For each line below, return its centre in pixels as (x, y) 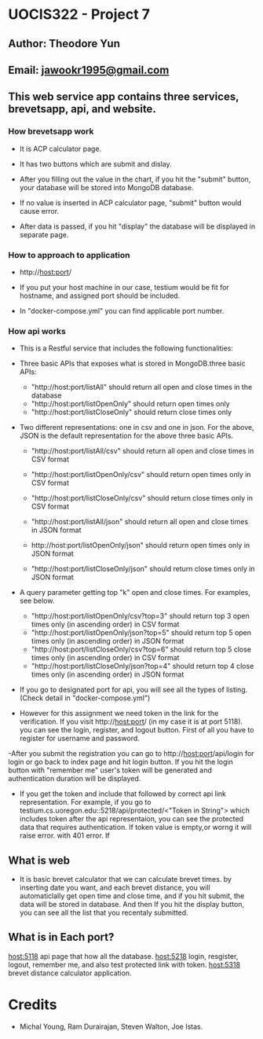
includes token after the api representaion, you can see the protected (131, 819)
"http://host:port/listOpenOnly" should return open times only (130, 404)
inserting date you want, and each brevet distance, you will (115, 888)
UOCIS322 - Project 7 (79, 15)
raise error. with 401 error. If (64, 835)
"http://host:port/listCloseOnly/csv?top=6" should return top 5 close (141, 649)
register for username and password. (79, 738)
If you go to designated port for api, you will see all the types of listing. (133, 690)
